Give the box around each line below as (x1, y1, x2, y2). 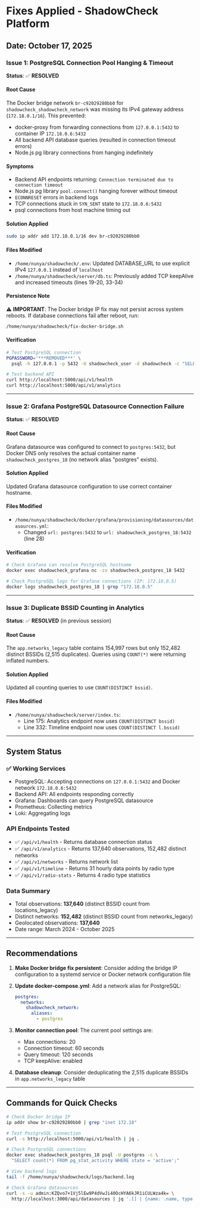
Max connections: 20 (23, 1038, 76, 1046)
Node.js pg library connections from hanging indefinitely (14, 149, 154, 156)
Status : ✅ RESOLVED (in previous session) (6, 617, 112, 624)
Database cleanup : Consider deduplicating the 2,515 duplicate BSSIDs (14, 1069, 189, 1076)
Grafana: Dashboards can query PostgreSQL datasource (14, 797, 154, 804)
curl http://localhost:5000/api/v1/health (6, 377, 113, 383)
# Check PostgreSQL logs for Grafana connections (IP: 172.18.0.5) (6, 578, 177, 584)
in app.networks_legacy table (14, 1076, 86, 1083)
